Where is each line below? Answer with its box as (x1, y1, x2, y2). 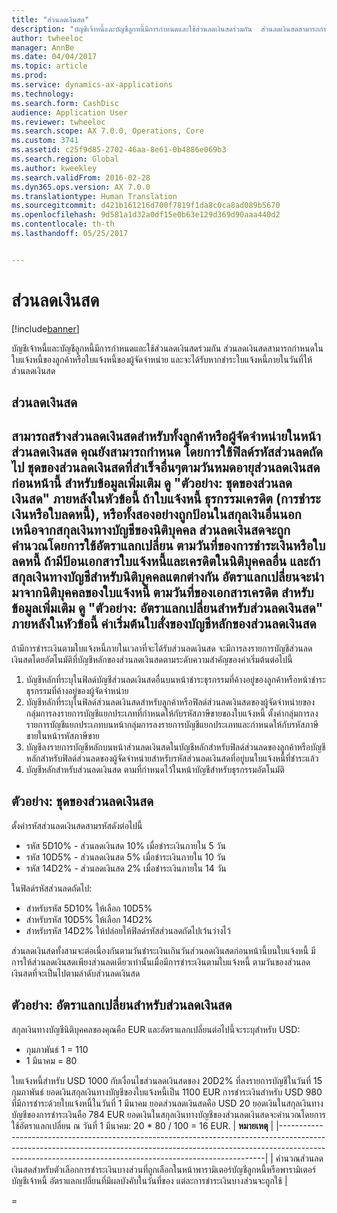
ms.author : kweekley (11, 163, 98, 173)
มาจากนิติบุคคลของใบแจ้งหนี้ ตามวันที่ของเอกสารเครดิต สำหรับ (11, 584, 314, 601)
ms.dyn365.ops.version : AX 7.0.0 (11, 182, 151, 192)
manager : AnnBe (11, 42, 75, 53)
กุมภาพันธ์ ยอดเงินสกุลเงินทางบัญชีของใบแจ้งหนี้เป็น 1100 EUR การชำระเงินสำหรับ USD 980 (11, 1086, 323, 1098)
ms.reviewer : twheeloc (11, 117, 106, 127)
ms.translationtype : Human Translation (11, 191, 178, 201)
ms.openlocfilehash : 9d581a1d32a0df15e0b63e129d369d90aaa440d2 (11, 210, 281, 220)
